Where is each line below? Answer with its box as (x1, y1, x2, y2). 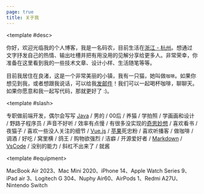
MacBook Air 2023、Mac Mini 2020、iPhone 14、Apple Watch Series (6, 167, 180, 174)
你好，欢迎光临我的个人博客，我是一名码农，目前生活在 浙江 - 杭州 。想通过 (6, 44, 193, 51)
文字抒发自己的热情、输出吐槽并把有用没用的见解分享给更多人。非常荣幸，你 (6, 51, 198, 58)
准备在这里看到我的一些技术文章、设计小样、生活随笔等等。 (6, 59, 155, 66)
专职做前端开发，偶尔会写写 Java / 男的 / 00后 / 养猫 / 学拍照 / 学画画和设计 (6, 112, 195, 119)
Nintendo (6, 181, 30, 189)
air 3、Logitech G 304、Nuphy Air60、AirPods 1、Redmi (18, 175, 161, 182)
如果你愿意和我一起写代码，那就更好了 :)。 (6, 87, 113, 94)
